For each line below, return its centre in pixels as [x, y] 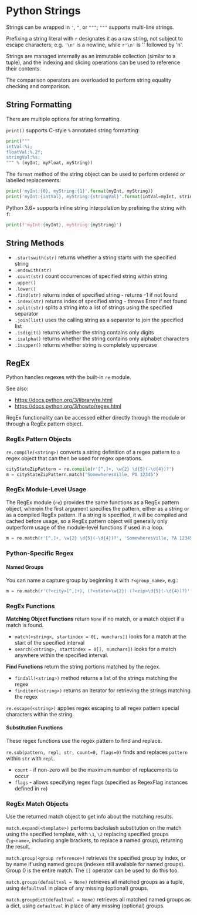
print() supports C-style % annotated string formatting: [73, 130]
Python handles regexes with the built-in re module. [69, 377]
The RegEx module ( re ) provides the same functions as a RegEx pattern [93, 502]
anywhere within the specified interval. [61, 655]
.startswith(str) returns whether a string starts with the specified [95, 257]
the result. [18, 847]
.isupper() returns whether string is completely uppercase [86, 344]
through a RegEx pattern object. [45, 424]
